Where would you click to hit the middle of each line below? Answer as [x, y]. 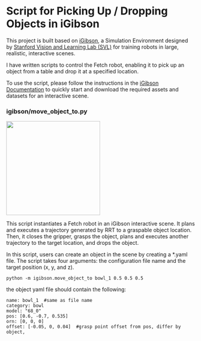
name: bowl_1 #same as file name [49, 301]
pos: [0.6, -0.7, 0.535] [37, 316]
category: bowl [25, 306]
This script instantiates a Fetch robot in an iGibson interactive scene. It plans [100, 224]
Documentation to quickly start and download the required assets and [92, 89]
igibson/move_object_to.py [47, 111]
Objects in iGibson [53, 24]
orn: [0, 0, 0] [25, 322]
